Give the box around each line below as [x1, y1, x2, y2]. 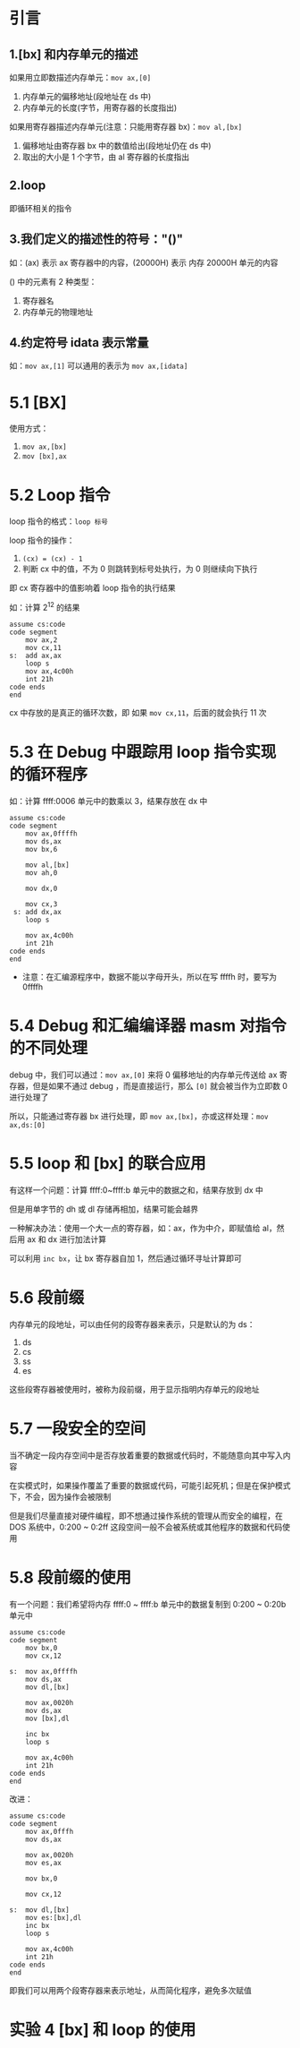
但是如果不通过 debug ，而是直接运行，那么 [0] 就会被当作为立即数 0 [32, 1080, 288, 1091]
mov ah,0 [25, 868, 58, 878]
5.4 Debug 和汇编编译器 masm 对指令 [9, 1015, 287, 1036]
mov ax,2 [25, 635, 58, 645]
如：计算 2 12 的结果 [9, 601, 80, 613]
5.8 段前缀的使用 [9, 1567, 132, 1588]
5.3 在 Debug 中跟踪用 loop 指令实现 [9, 742, 277, 762]
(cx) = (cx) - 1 [21, 554, 83, 564]
